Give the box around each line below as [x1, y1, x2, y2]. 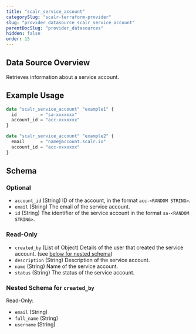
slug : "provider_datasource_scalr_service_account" [6, 19, 135, 25]
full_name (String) [14, 315, 59, 322]
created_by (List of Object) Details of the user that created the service [14, 244, 184, 251]
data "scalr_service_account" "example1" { [6, 106, 114, 112]
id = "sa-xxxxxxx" [11, 111, 77, 118]
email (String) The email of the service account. [14, 203, 130, 210]
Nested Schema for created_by [6, 283, 95, 292]
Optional [6, 183, 31, 191]
